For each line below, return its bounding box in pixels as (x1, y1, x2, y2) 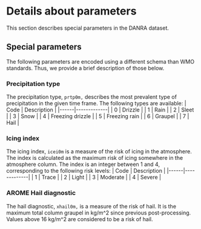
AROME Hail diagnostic (6, 189, 76, 197)
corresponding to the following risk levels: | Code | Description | (6, 167, 166, 174)
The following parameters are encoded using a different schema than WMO (6, 58, 195, 65)
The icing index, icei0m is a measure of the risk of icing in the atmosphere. (6, 148, 192, 155)
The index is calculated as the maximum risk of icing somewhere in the (6, 154, 183, 162)
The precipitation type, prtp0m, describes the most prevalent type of (6, 93, 177, 101)
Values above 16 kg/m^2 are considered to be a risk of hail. (6, 215, 153, 222)
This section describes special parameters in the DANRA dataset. (6, 24, 170, 32)
